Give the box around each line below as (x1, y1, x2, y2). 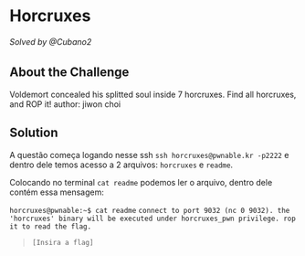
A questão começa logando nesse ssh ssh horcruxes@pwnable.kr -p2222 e (9, 149, 289, 160)
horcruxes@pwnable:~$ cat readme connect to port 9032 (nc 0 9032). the (9, 206, 290, 215)
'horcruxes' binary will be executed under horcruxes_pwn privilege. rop (9, 214, 297, 223)
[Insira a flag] (31, 238, 94, 247)
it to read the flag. (9, 221, 92, 231)
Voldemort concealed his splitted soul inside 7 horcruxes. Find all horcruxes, (9, 89, 297, 100)
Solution (9, 125, 58, 141)
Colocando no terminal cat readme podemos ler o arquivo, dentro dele (9, 176, 273, 187)
